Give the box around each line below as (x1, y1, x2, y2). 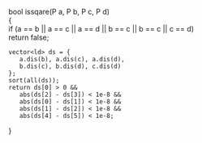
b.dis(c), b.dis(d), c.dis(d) (19, 62, 122, 70)
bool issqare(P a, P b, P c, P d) (8, 7, 110, 16)
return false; (8, 32, 49, 42)
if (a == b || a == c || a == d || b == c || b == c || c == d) (8, 24, 195, 33)
